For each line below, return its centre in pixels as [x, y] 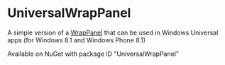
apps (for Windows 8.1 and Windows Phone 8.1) [77, 40]
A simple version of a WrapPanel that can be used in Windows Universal [113, 32]
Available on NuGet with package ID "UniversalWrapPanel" [93, 54]
